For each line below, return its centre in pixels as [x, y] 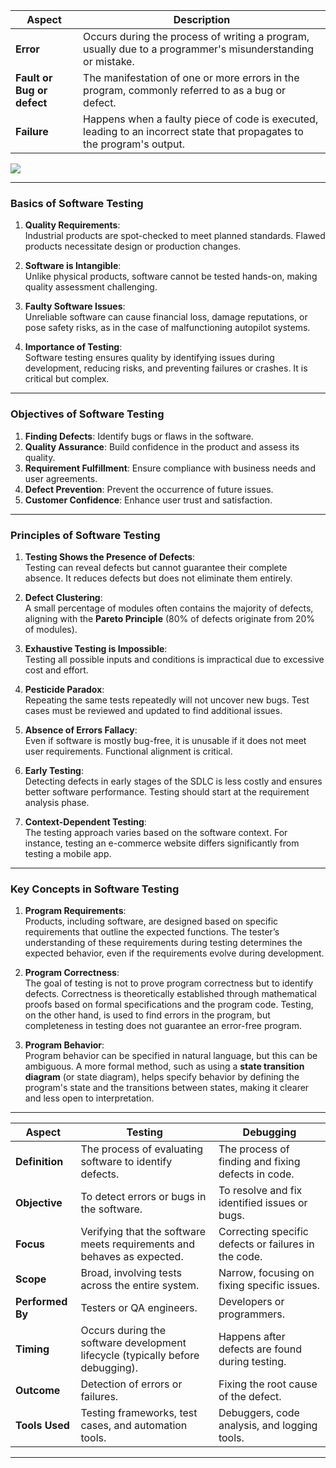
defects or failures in [266, 1244]
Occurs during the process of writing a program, [196, 36]
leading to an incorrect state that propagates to [193, 131]
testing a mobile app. [68, 853]
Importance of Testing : [73, 347]
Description [202, 19]
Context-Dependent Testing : [85, 821]
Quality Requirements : [72, 225]
